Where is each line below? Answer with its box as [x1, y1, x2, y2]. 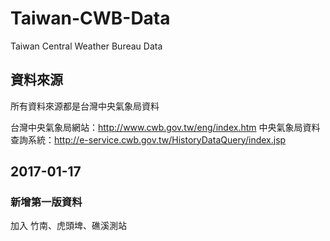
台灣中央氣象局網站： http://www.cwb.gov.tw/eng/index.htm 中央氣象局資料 [10, 121, 321, 133]
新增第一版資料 [10, 195, 83, 209]
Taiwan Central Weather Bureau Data [10, 40, 163, 52]
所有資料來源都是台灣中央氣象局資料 [10, 100, 160, 112]
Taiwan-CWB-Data [10, 7, 171, 30]
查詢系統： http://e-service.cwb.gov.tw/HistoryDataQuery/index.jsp [10, 133, 287, 146]
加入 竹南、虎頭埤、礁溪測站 [10, 220, 127, 232]
